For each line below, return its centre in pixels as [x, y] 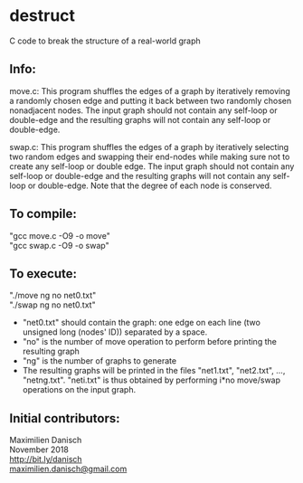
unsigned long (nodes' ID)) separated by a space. [115, 332]
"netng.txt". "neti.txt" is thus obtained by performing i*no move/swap [151, 380]
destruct [42, 16]
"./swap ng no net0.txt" [53, 305]
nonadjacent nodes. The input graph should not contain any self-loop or [143, 110]
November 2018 [39, 450]
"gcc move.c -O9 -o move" [60, 235]
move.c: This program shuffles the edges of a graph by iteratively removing [150, 90]
